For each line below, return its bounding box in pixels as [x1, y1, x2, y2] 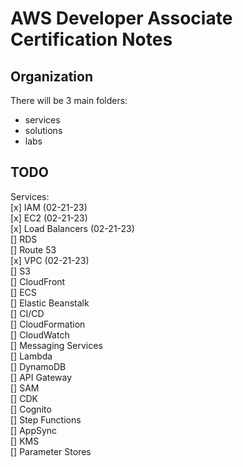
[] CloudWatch [10, 328, 70, 341]
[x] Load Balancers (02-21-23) [10, 222, 135, 234]
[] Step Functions [10, 413, 82, 426]
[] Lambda [10, 350, 53, 362]
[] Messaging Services [10, 339, 103, 351]
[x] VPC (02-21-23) [10, 254, 90, 266]
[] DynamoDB [10, 360, 67, 372]
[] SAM [10, 382, 40, 394]
